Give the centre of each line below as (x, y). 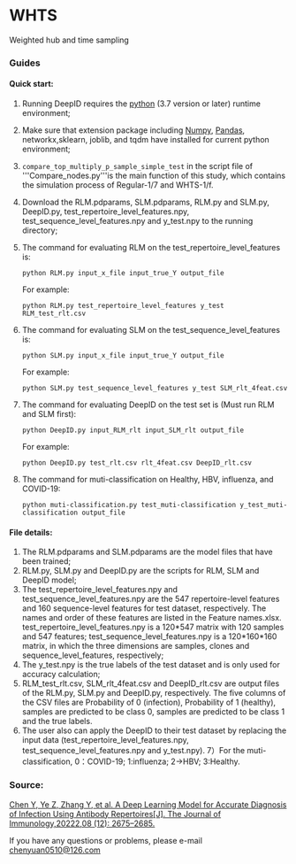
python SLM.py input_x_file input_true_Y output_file (123, 356)
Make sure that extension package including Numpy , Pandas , (133, 130)
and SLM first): (49, 414)
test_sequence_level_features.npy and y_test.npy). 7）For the (133, 751)
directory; (40, 230)
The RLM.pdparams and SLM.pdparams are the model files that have (147, 552)
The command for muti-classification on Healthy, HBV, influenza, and (148, 480)
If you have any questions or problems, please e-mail (106, 840)
